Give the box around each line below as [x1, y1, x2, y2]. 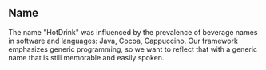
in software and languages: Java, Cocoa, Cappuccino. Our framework [8, 36, 238, 45]
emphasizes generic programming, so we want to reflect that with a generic [8, 44, 258, 54]
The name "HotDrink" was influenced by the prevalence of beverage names [8, 27, 258, 37]
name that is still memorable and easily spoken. [8, 52, 165, 62]
